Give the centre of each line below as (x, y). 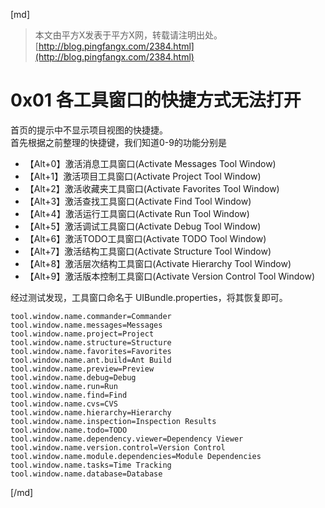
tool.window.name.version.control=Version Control (118, 447)
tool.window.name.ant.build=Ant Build (91, 360)
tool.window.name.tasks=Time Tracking (91, 465)
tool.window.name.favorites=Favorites (91, 351)
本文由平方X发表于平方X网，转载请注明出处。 (128, 35)
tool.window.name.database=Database (86, 474)
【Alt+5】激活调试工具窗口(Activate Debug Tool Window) (143, 226)
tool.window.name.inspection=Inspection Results (113, 421)
